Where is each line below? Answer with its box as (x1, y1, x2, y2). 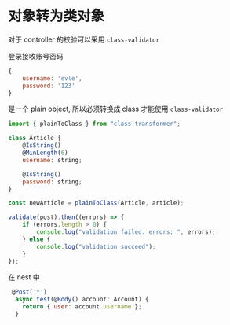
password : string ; (22, 178, 82, 186)
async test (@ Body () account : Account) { (15, 296, 149, 304)
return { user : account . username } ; (22, 303, 143, 311)
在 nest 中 (8, 272, 41, 282)
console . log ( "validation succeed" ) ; (36, 242, 156, 250)
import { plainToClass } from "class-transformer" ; (8, 120, 181, 128)
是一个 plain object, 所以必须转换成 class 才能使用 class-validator (8, 104, 224, 114)
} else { (22, 235, 51, 243)
